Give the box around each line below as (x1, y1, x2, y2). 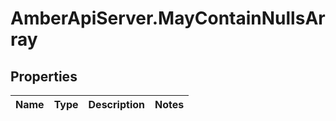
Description (88, 98, 145, 111)
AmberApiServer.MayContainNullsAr (10, 7, 326, 30)
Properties (10, 68, 78, 85)
